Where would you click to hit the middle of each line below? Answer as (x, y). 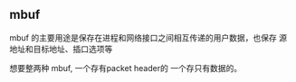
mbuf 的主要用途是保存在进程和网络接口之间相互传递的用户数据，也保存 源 (148, 37)
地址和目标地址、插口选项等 (61, 49)
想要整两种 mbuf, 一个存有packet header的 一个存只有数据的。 (126, 68)
